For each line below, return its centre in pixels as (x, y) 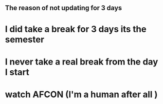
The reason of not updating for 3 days (63, 8)
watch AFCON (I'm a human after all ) (81, 94)
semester (25, 39)
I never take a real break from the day (81, 62)
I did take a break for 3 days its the (76, 29)
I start (17, 72)
